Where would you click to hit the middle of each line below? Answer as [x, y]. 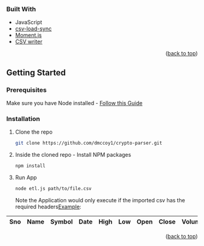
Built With [21, 9]
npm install [30, 166]
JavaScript [29, 22]
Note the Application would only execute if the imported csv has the [100, 200]
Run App [26, 177]
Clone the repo [34, 132]
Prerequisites [26, 90]
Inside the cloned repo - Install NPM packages [73, 155]
